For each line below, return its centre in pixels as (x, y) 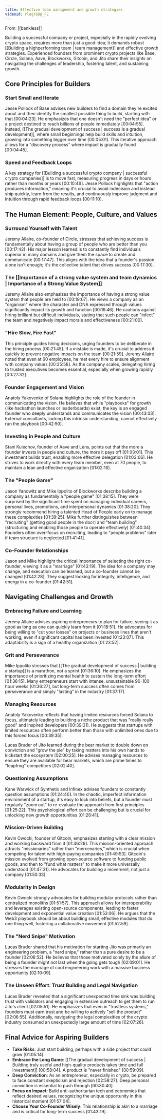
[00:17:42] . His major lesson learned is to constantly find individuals (73, 249)
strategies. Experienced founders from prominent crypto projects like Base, (81, 53)
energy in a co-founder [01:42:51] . (39, 582)
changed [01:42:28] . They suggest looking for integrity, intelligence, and (77, 576)
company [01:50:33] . (26, 875)
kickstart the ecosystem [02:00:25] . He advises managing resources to (76, 755)
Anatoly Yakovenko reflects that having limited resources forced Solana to (79, 715)
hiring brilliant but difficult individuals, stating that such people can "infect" (80, 315)
